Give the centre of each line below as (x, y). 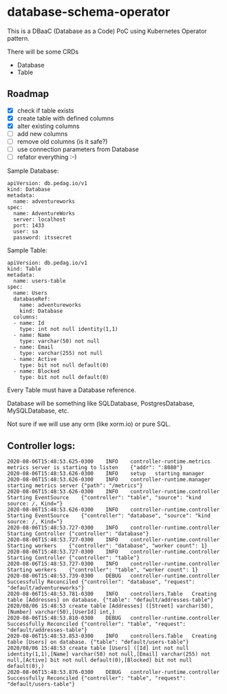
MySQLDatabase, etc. (38, 411)
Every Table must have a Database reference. (72, 390)
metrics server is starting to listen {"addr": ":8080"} (95, 468)
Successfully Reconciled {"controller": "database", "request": (101, 582)
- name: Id (29, 323)
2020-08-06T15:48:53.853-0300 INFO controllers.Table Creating (112, 636)
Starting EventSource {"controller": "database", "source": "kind (109, 516)
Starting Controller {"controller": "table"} (73, 558)
